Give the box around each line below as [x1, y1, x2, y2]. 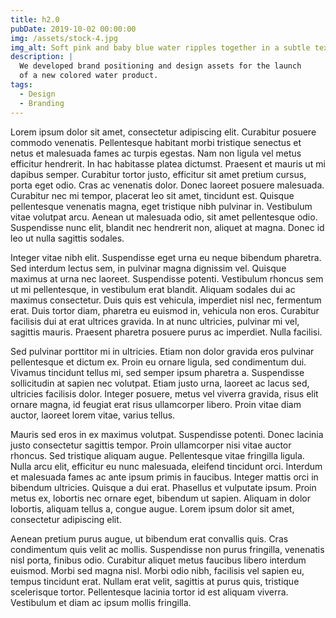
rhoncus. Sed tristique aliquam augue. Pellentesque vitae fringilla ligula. [10, 449, 305, 461]
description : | [10, 52, 74, 62]
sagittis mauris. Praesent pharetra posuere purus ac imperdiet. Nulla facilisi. [10, 326, 323, 338]
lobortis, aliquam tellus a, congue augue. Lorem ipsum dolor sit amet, [10, 502, 295, 515]
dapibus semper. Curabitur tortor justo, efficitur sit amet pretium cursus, [10, 168, 307, 180]
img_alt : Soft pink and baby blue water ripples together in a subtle [10, 42, 311, 53]
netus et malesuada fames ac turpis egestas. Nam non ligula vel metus [10, 147, 302, 159]
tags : [10, 80, 33, 90]
